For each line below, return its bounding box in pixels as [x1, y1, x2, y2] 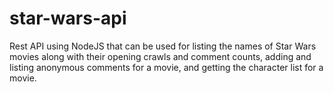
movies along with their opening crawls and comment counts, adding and [9, 50, 312, 62]
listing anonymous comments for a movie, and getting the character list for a [9, 61, 324, 73]
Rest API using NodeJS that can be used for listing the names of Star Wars [9, 40, 317, 52]
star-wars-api [9, 7, 127, 30]
